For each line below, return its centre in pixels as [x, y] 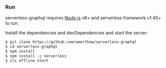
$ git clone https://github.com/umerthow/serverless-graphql [71, 42]
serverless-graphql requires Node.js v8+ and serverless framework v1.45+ [83, 18]
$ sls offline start [27, 60]
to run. [12, 23]
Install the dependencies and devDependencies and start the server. [77, 33]
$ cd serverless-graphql [31, 47]
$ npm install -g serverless [36, 56]
